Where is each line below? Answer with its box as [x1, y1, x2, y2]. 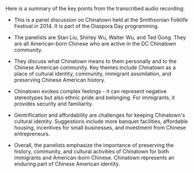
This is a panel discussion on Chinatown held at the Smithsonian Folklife [13, 16, 188, 23]
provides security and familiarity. [13, 100, 93, 107]
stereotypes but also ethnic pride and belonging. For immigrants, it [13, 94, 175, 101]
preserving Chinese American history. [13, 76, 106, 83]
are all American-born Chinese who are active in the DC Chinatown [13, 40, 176, 47]
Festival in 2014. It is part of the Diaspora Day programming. [13, 23, 159, 29]
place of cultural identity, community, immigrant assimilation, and [13, 70, 171, 77]
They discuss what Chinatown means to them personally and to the [13, 58, 177, 65]
